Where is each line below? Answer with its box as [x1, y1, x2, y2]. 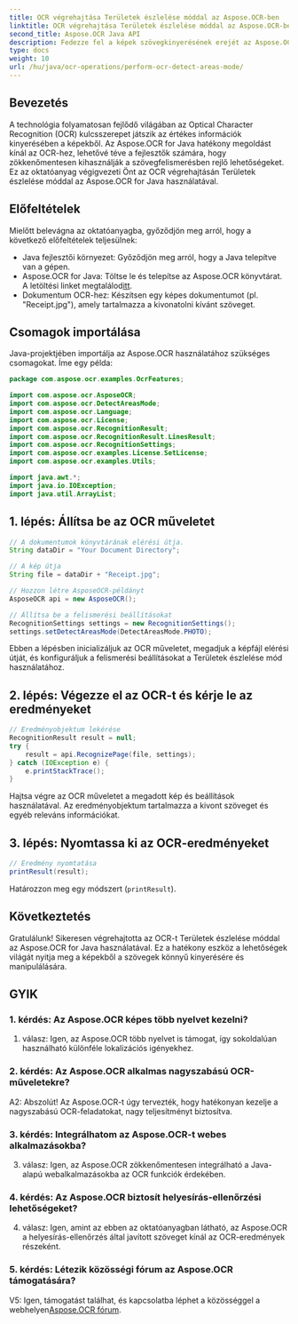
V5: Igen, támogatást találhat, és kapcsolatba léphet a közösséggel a [9, 1295, 261, 1305]
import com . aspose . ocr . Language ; [9, 407, 133, 416]
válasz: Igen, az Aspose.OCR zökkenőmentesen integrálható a [21, 1159, 249, 1169]
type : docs [9, 46, 50, 55]
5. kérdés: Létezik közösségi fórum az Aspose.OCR [9, 1264, 233, 1276]
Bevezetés [9, 95, 69, 111]
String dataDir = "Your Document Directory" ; [9, 546, 180, 555]
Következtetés [9, 909, 91, 924]
